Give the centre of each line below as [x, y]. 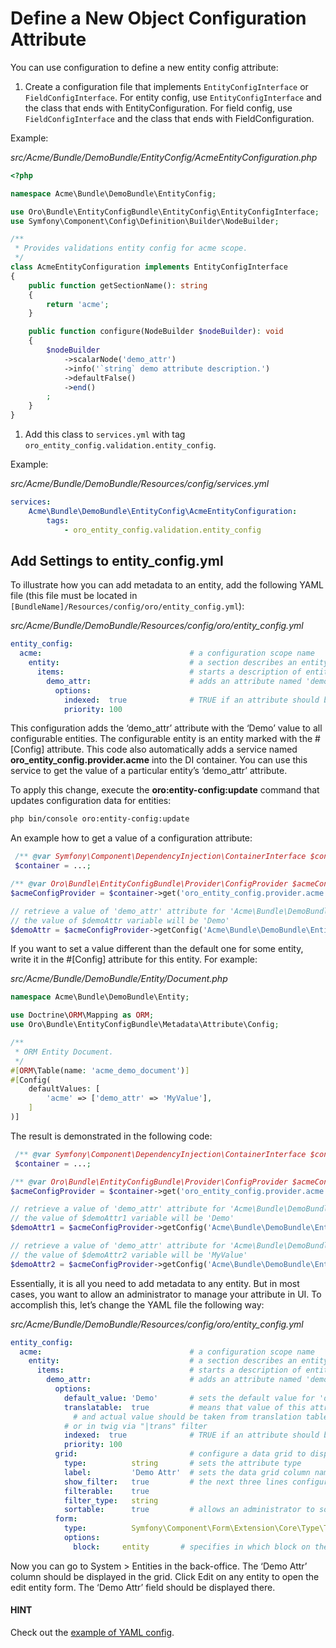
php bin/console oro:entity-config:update [100, 819]
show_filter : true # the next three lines [175, 1482]
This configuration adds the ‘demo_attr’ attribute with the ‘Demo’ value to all [166, 728]
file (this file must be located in [74, 596]
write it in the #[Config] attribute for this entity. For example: [134, 959]
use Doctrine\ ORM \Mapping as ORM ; [82, 1015]
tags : [58, 520]
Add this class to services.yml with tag [105, 434]
